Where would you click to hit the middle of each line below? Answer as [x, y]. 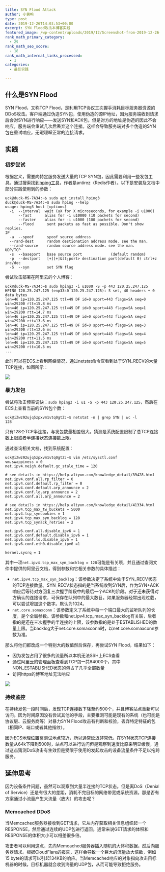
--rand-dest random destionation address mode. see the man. [79, 241]
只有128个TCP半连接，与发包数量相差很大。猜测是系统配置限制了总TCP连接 [82, 431]
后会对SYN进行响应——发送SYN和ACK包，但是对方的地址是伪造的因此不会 [81, 120]
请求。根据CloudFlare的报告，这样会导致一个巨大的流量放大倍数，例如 [85, 852]
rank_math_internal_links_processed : [44, 56]
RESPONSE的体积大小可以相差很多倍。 [44, 835]
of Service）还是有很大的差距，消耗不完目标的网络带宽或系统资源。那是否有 [82, 792]
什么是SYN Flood [31, 95]
